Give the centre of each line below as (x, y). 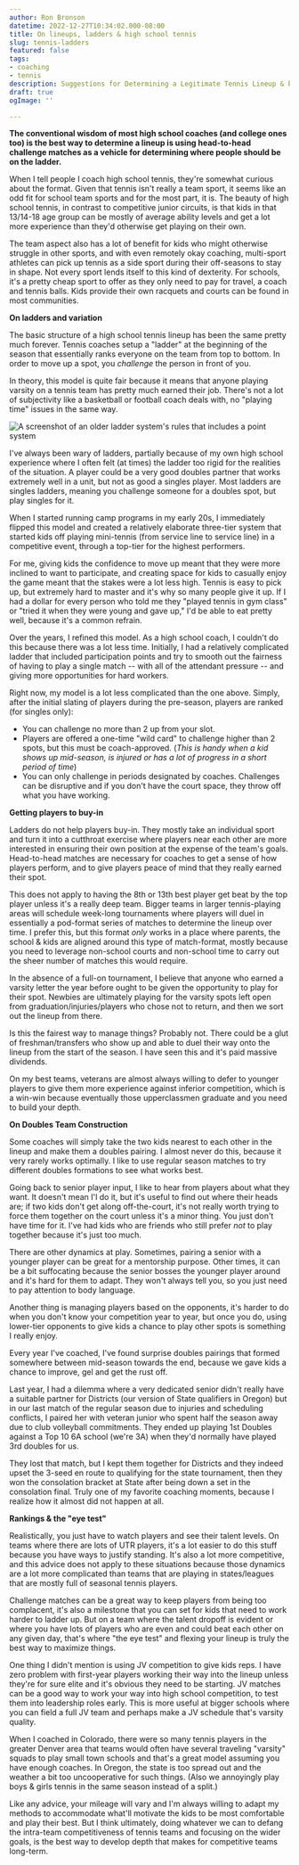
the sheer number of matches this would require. (99, 961)
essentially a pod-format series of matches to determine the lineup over (141, 923)
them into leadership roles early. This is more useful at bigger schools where (149, 1703)
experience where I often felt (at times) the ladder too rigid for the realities (145, 463)
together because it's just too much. (76, 1235)
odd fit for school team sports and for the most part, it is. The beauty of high (149, 198)
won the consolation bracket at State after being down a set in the (130, 1483)
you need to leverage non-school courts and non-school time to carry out (144, 951)
